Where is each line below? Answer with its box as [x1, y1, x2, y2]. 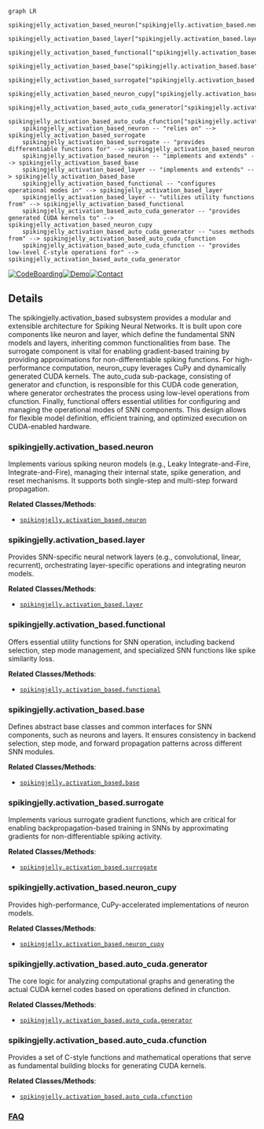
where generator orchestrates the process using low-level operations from [8, 388, 250, 398]
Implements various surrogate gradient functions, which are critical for [8, 815, 236, 824]
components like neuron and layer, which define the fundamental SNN [8, 329, 236, 339]
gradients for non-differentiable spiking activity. [8, 831, 163, 842]
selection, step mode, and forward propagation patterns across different [8, 738, 242, 748]
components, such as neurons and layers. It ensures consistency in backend [8, 731, 256, 739]
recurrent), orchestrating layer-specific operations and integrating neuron [8, 561, 246, 570]
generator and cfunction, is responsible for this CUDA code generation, [8, 379, 239, 389]
